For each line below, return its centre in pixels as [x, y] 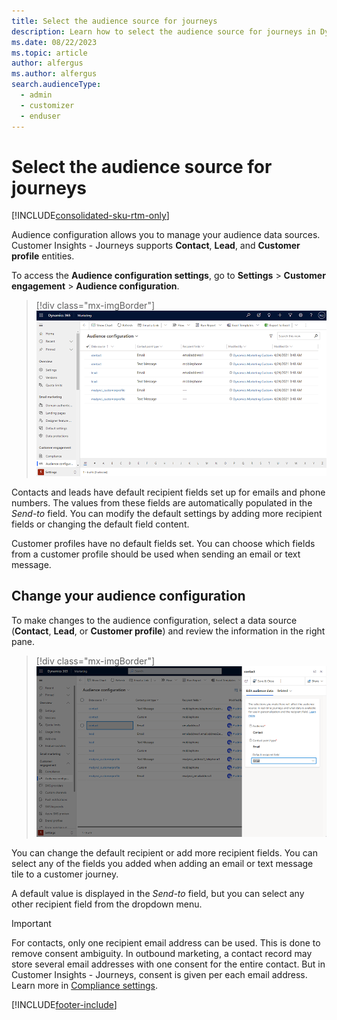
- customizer [47, 105]
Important [31, 924]
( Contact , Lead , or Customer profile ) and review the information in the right [168, 631]
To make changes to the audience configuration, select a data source [154, 620]
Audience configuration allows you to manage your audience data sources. [166, 235]
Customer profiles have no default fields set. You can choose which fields [163, 544]
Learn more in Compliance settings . [85, 986]
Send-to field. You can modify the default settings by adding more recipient [167, 514]
